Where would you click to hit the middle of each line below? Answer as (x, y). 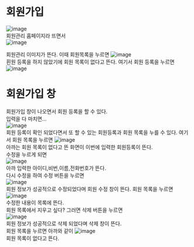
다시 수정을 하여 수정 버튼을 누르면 (45, 175)
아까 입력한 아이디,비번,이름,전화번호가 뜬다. (56, 168)
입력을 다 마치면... (26, 119)
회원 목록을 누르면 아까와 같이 (40, 231)
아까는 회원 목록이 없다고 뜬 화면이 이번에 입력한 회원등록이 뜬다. (80, 147)
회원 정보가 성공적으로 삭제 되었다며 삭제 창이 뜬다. (64, 223)
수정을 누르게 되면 (26, 154)
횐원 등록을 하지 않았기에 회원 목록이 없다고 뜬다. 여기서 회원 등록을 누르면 (90, 62)
